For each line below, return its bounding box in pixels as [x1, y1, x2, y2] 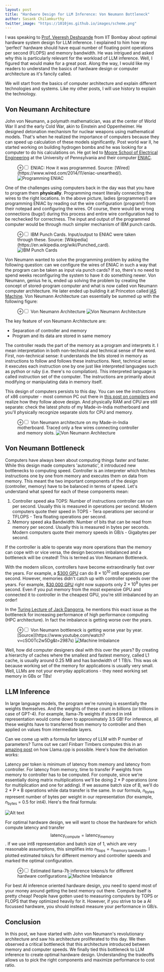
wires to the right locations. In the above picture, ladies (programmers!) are [5, 195, 157, 201]
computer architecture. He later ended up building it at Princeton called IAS [5, 288, 157, 294]
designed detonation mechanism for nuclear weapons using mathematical [5, 129, 155, 135]
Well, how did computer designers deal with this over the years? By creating [5, 647, 159, 653]
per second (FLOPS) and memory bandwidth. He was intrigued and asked [5, 50, 154, 56]
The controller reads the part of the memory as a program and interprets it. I [5, 343, 159, 348]
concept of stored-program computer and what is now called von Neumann [5, 283, 158, 289]
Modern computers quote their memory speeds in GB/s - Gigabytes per [12, 529, 157, 535]
